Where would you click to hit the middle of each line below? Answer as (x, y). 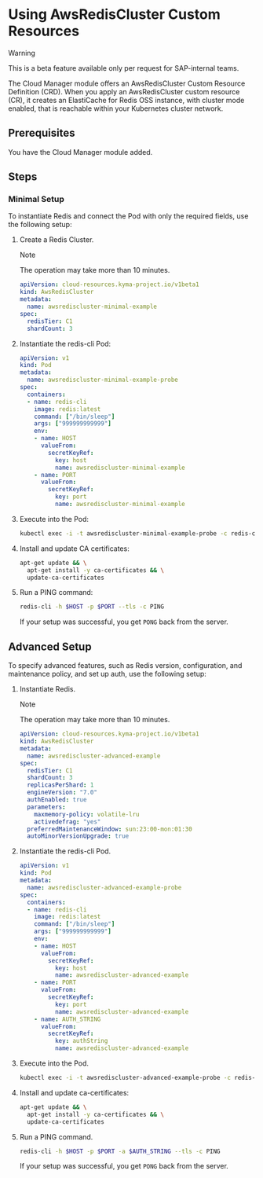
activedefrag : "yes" (68, 822)
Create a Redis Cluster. (57, 240)
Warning (22, 53)
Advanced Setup (50, 646)
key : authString (81, 1041)
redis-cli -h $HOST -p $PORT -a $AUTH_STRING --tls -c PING (120, 1151)
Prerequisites (42, 133)
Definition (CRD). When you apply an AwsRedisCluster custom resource (124, 91)
